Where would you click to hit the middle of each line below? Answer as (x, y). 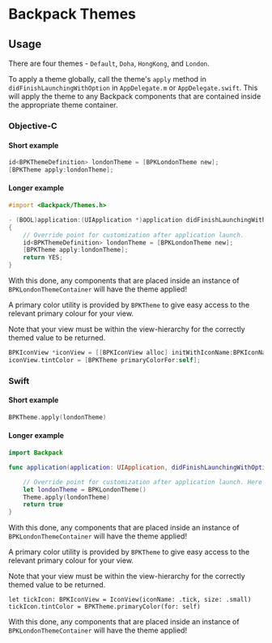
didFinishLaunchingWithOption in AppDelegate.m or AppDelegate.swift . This (133, 87)
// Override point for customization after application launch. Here (143, 482)
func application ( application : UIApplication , (88, 467)
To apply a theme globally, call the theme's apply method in (107, 79)
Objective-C (33, 126)
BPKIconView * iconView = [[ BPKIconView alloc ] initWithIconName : (121, 353)
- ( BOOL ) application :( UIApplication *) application (96, 219)
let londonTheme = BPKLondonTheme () (85, 490)
